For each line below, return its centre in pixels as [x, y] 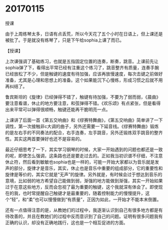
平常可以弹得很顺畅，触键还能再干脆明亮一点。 [62, 109]
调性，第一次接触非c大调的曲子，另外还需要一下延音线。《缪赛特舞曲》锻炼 [82, 126]
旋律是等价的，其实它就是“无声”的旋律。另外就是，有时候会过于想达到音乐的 [84, 174]
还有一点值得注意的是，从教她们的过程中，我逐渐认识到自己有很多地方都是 [82, 210]
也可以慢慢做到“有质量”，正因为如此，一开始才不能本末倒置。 [98, 199]
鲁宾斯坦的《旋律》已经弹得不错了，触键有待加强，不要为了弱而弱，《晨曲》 [83, 97]
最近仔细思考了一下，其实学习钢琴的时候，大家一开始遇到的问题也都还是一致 [84, 149]
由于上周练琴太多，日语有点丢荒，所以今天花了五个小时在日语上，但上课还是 [84, 33]
